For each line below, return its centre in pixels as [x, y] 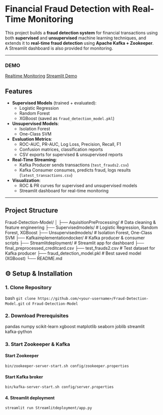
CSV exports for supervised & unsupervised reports [71, 155]
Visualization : [26, 180]
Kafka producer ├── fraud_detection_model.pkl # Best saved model [73, 253]
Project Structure [32, 211]
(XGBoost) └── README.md [34, 258]
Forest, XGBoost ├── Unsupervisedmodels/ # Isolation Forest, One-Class [79, 232]
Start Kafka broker [24, 377]
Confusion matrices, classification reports [61, 150]
